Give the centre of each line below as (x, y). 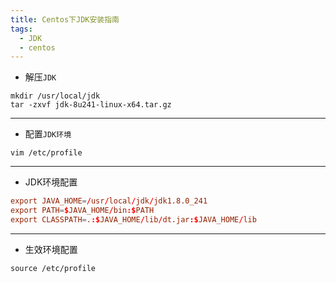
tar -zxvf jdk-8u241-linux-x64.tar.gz (91, 105)
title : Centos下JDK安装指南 (65, 19)
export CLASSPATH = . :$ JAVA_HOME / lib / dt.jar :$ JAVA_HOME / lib (133, 220)
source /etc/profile (53, 268)
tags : (21, 29)
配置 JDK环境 (48, 134)
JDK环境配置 (51, 182)
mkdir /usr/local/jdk (55, 96)
